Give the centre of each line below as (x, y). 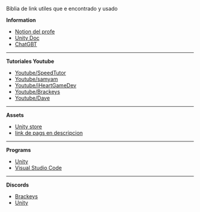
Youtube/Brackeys (37, 92)
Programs (19, 150)
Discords (18, 185)
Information (21, 20)
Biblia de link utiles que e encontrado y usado (62, 9)
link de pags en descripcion (49, 133)
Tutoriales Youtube (30, 61)
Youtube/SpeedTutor (40, 73)
